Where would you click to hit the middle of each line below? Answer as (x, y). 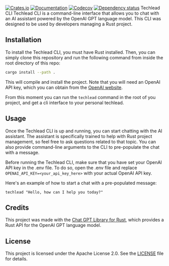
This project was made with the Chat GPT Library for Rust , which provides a (84, 220)
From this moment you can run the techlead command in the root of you (80, 97)
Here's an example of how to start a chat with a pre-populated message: (81, 183)
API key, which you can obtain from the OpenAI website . (64, 87)
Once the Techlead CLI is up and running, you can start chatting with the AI (84, 131)
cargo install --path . (30, 72)
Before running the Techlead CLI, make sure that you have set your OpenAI (84, 162)
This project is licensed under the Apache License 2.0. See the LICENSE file (84, 253)
